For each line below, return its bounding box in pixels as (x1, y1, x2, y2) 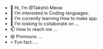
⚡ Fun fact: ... (10, 39, 38, 45)
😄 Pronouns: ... (10, 33, 43, 39)
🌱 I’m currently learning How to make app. (10, 15, 98, 21)
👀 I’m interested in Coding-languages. (10, 10, 90, 16)
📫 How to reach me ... (10, 26, 57, 32)
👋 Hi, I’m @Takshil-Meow (10, 5, 63, 10)
